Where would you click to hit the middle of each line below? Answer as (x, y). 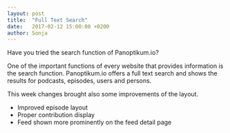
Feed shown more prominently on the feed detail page (94, 123)
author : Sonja (28, 33)
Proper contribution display (56, 115)
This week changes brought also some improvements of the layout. (103, 94)
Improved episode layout (52, 107)
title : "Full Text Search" (48, 20)
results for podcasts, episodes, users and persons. (79, 81)
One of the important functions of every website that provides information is (115, 66)
